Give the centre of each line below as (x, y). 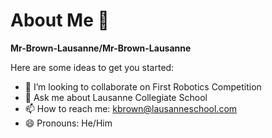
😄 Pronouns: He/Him (68, 123)
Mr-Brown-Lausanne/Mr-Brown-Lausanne (101, 48)
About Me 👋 (60, 20)
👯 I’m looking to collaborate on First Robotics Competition (143, 86)
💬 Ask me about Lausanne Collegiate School (116, 97)
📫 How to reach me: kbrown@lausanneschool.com (131, 108)
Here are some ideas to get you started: (92, 67)
